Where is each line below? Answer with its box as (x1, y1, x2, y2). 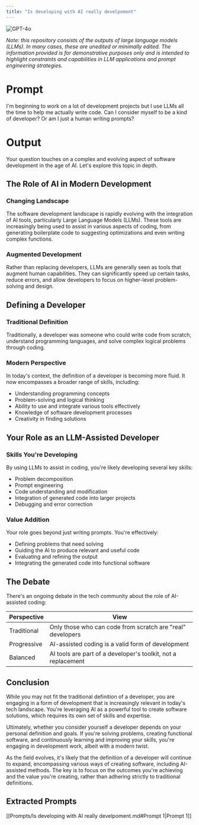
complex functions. (6, 235, 53, 243)
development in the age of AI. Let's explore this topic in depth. (6, 162, 158, 169)
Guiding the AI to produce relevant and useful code (14, 547, 140, 554)
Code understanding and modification (14, 488, 108, 495)
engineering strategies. (6, 62, 63, 69)
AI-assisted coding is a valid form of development (49, 640, 189, 648)
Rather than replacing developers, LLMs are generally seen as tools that (6, 264, 182, 271)
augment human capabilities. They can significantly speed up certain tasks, (6, 270, 191, 277)
